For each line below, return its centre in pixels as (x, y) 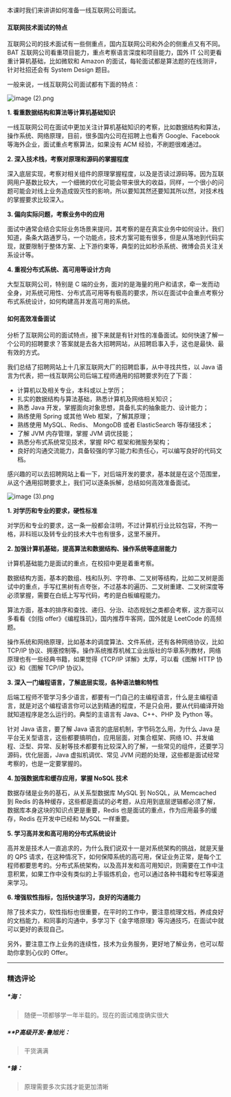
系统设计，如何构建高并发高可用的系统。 (76, 302)
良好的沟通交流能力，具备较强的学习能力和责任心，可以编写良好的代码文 (119, 451)
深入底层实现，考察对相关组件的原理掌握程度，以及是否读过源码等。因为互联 (115, 174)
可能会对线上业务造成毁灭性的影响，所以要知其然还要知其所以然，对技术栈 (118, 191)
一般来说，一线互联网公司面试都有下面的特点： (73, 84)
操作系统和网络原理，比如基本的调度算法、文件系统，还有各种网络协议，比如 (115, 642)
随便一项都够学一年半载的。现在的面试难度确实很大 (96, 1015)
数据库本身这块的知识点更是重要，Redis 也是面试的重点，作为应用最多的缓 (112, 810)
